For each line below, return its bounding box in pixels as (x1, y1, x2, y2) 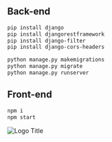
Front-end (7, 89, 52, 101)
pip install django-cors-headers (7, 43, 105, 51)
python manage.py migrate (7, 63, 83, 70)
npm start (7, 113, 36, 121)
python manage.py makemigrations (7, 56, 105, 64)
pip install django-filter (7, 37, 86, 44)
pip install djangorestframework (7, 31, 105, 38)
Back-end (7, 6, 51, 17)
